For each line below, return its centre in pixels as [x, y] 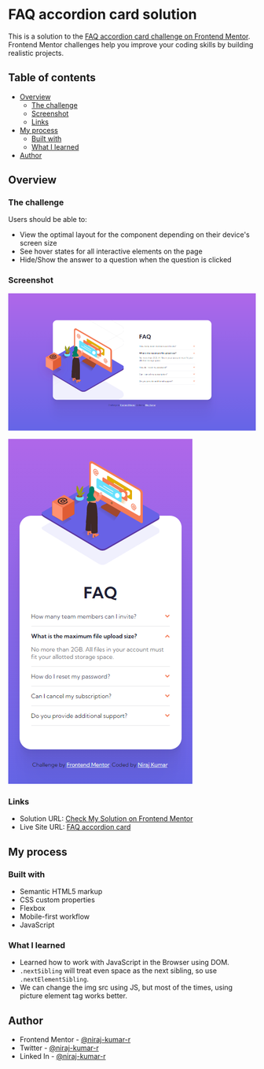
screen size [38, 243]
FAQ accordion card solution [103, 15]
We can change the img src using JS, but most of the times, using [126, 988]
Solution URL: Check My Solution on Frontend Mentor [106, 819]
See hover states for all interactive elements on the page [111, 252]
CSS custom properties [57, 900]
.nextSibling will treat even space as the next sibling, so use [118, 971]
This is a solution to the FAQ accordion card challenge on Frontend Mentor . [129, 36]
